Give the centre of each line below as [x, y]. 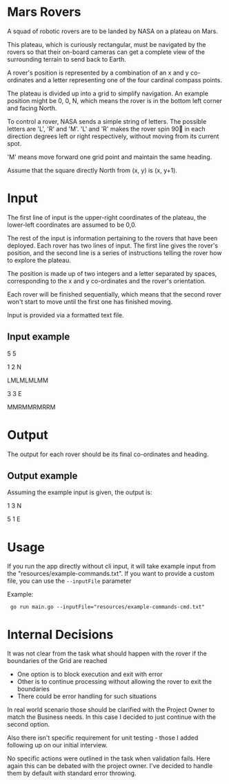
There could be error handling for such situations [87, 696]
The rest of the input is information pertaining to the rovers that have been [112, 238]
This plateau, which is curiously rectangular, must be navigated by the [107, 44]
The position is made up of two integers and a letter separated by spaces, [112, 273]
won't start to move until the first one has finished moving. [90, 301]
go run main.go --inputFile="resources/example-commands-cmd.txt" [108, 607]
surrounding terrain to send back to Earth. [67, 59]
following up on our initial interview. [58, 745]
